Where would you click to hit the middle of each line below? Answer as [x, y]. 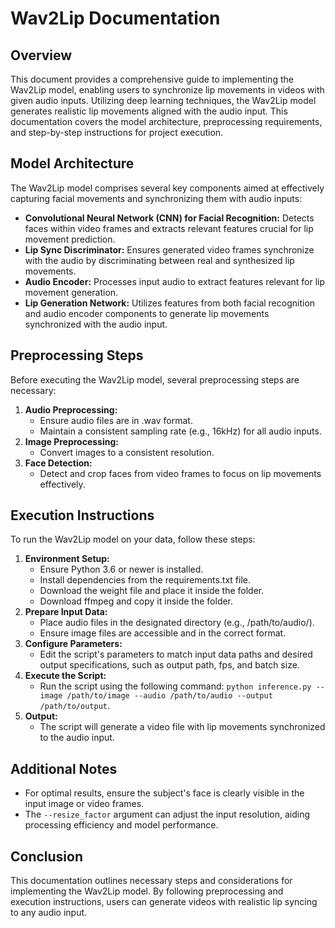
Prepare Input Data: [66, 612]
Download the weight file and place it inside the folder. [152, 591]
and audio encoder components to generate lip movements [147, 313]
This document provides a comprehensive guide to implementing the [152, 79]
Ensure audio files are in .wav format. [116, 420]
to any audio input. [49, 913]
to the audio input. [77, 738]
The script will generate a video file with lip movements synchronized [182, 727]
